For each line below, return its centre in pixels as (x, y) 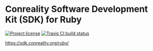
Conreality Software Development (76, 9)
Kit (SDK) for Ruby (43, 20)
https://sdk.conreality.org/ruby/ (37, 43)
